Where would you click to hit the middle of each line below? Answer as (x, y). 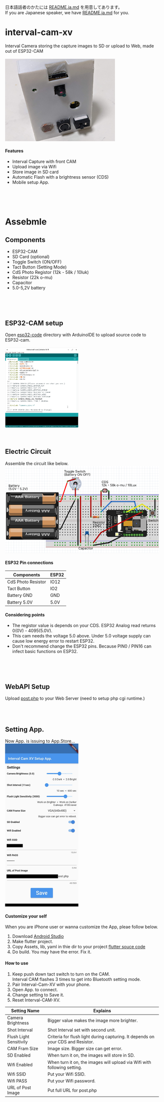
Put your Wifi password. (72, 1081)
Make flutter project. (33, 941)
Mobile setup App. (31, 183)
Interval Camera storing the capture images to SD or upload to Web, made (80, 46)
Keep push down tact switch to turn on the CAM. (61, 974)
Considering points (25, 614)
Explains (102, 1011)
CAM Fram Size (23, 1049)
